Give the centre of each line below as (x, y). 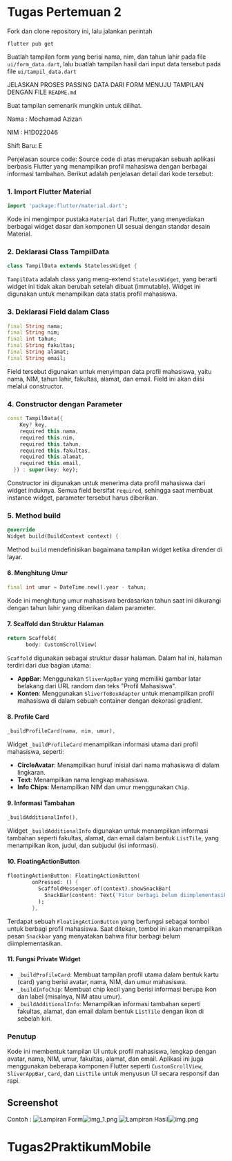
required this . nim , (48, 437)
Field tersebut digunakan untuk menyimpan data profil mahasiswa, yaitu (109, 371)
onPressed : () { (55, 882)
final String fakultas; (41, 346)
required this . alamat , (52, 457)
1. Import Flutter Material (49, 191)
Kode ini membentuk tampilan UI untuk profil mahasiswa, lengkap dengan (112, 1052)
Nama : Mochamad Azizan (45, 119)
